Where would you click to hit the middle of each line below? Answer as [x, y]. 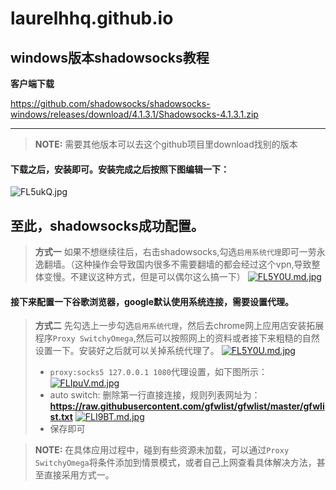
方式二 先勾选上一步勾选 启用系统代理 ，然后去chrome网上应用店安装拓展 [179, 326]
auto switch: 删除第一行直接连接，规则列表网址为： [155, 395]
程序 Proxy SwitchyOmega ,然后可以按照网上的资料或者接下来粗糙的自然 [177, 338]
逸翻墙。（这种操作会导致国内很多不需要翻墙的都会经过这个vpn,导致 [173, 264]
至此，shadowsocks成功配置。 [107, 225]
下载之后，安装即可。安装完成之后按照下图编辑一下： [120, 169]
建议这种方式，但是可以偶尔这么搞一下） [162, 277]
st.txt [61, 417]
